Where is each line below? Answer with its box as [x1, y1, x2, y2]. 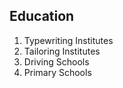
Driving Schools [23, 55, 90, 68]
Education [9, 8, 75, 25]
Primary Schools [23, 66, 92, 78]
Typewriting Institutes [23, 34, 114, 46]
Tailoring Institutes [23, 45, 101, 57]
